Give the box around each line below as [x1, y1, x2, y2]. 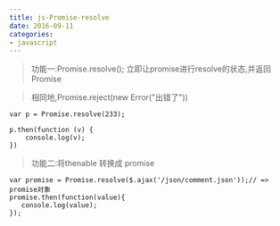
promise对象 [9, 185, 51, 195]
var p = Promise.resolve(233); [9, 110, 126, 119]
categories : [9, 29, 54, 38]
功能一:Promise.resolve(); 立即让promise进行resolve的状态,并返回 [30, 63, 272, 74]
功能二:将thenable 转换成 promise [30, 158, 155, 169]
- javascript [9, 38, 58, 47]
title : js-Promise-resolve [9, 13, 110, 22]
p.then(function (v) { [9, 126, 94, 135]
